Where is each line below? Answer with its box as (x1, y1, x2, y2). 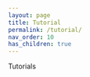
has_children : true (8, 40, 72, 48)
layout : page (8, 11, 51, 19)
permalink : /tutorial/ (8, 26, 82, 33)
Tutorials (8, 61, 37, 71)
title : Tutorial (8, 19, 61, 26)
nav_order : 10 (8, 33, 55, 41)
